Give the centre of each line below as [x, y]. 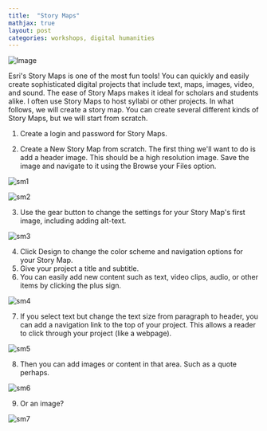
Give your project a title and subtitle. [79, 268]
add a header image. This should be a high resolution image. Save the [134, 158]
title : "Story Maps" [44, 16]
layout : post [30, 30]
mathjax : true [32, 23]
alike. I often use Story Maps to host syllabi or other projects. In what [121, 101]
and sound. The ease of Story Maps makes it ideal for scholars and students [133, 93]
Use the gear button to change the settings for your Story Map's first [132, 213]
